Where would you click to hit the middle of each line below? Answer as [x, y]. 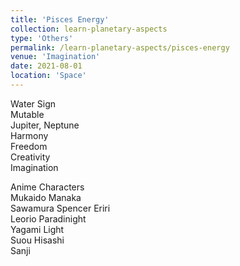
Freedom [29, 146]
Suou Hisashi [37, 240]
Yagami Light [37, 229]
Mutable [27, 114]
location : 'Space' [48, 76]
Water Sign [33, 103]
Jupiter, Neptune [45, 125]
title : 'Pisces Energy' [60, 19]
